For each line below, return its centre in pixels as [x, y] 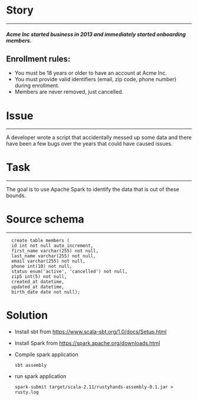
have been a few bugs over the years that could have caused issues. [89, 144]
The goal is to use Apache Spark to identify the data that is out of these [93, 190]
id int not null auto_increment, [52, 246]
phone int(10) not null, [42, 266]
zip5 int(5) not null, [39, 277]
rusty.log [27, 392]
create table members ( [40, 241]
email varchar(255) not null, [48, 261]
